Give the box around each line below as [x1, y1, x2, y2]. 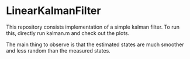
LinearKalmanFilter [6, 4, 101, 18]
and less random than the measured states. [6, 47, 111, 54]
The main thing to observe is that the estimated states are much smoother [6, 41, 184, 48]
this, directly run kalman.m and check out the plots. [6, 29, 130, 36]
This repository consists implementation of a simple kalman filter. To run [6, 23, 180, 30]
